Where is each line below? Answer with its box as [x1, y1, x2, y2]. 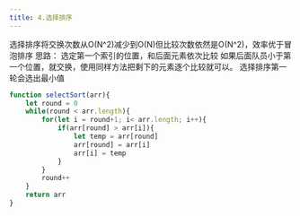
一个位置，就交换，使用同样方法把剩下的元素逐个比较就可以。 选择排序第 [9, 61, 279, 72]
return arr [25, 190, 66, 200]
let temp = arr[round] [73, 132, 159, 141]
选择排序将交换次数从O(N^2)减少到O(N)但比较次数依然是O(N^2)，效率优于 [9, 39, 285, 49]
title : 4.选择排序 [9, 13, 74, 22]
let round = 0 [25, 99, 78, 108]
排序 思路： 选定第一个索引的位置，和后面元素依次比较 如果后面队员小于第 [16, 50, 292, 61]
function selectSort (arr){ [9, 91, 110, 99]
